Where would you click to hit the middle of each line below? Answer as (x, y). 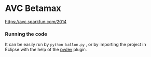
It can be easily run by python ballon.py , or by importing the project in (75, 45)
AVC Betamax (33, 8)
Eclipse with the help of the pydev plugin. (46, 50)
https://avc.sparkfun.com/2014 (36, 22)
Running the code (26, 34)
